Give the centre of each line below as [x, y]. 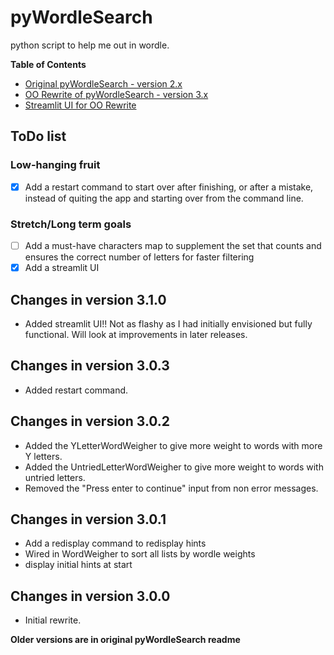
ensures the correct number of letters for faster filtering [139, 257]
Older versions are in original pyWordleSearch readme [125, 640]
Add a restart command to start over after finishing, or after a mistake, [169, 187]
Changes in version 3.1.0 [88, 299]
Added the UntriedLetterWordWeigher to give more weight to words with [174, 467]
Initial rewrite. [53, 620]
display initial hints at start [78, 565]
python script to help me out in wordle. [90, 45]
